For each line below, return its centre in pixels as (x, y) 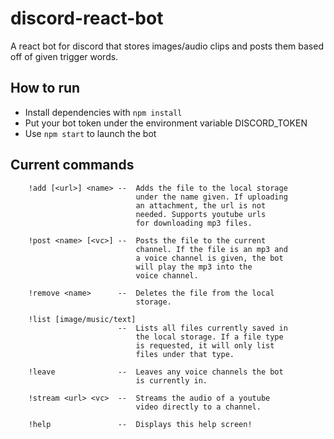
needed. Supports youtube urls (201, 214)
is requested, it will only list (205, 345)
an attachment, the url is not (201, 205)
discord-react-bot (87, 18)
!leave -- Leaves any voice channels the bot (156, 372)
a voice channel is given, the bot (209, 258)
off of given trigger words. (64, 56)
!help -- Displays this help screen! (140, 424)
